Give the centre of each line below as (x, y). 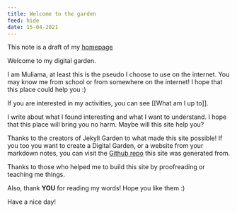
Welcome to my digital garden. (52, 61)
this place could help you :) (47, 90)
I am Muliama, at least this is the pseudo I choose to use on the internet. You (118, 74)
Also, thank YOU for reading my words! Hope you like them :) (96, 188)
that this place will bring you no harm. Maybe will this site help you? (106, 125)
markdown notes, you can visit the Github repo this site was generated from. (119, 154)
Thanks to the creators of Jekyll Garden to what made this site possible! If (115, 138)
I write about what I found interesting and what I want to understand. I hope (117, 117)
